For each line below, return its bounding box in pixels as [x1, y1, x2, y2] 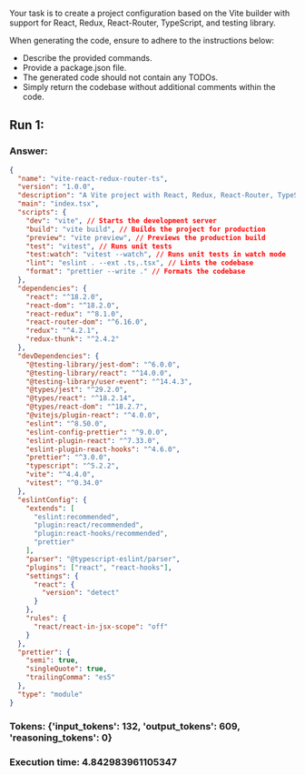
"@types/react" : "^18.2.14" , [25, 394, 136, 403]
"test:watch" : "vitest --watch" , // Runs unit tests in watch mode [25, 250, 286, 259]
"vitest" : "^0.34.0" [25, 478, 103, 488]
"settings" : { [25, 571, 79, 580]
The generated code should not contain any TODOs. [22, 72, 219, 83]
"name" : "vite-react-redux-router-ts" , [17, 174, 169, 183]
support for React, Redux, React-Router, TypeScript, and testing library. [9, 17, 277, 28]
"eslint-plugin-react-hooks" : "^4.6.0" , [25, 445, 181, 454]
